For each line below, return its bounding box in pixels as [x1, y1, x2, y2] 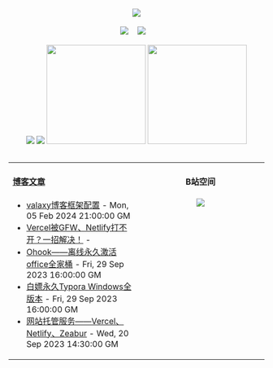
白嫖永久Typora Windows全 [26, 281, 132, 292]
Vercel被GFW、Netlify [26, 221, 111, 233]
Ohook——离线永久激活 [26, 246, 117, 257]
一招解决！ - [42, 234, 91, 245]
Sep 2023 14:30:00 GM [26, 338, 119, 349]
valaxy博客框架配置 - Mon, [26, 199, 129, 211]
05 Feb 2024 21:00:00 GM [26, 210, 131, 221]
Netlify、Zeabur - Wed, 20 [26, 327, 129, 339]
